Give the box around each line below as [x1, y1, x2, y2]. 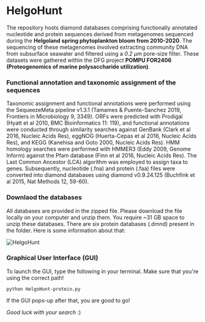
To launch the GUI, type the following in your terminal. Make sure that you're [6, 268, 199, 275]
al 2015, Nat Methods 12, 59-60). [6, 178, 89, 185]
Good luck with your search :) [6, 309, 81, 316]
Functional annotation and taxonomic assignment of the [6, 78, 176, 86]
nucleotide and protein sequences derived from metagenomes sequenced [6, 30, 194, 37]
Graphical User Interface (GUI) [6, 253, 99, 262]
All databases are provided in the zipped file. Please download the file [6, 207, 182, 214]
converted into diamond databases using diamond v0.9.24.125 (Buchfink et [6, 171, 195, 179]
